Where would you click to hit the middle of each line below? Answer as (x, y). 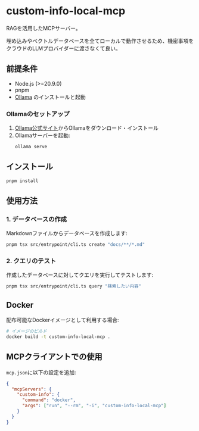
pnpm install (22, 181)
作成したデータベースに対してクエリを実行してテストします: (80, 275)
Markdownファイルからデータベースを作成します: (67, 233)
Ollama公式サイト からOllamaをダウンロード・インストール (87, 128)
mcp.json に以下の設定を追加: (41, 372)
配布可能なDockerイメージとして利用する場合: (63, 320)
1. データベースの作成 (37, 219)
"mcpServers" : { (32, 389)
